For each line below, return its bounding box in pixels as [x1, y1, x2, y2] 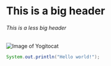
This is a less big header [6, 24, 67, 31]
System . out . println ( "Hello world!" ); [6, 54, 100, 60]
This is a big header [6, 4, 106, 18]
